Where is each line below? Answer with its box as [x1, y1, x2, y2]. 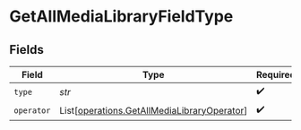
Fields [9, 42, 45, 57]
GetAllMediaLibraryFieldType [9, 6, 234, 27]
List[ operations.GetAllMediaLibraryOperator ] [59, 104, 248, 117]
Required [256, 69, 296, 81]
